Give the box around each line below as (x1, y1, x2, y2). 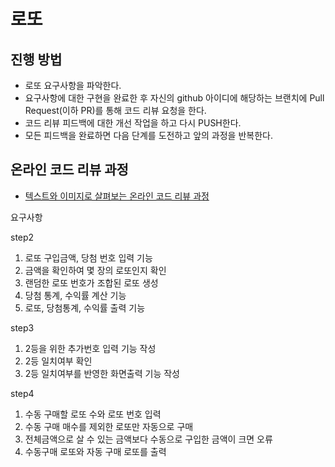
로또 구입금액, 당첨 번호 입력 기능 (24, 251, 153, 264)
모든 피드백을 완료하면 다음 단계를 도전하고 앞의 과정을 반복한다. (24, 130, 273, 141)
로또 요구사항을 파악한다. (24, 80, 122, 91)
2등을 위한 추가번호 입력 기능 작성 (24, 342, 157, 354)
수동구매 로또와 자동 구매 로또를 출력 (24, 445, 167, 457)
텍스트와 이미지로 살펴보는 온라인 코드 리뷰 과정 (24, 190, 210, 202)
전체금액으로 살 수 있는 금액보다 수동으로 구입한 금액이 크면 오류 (24, 433, 273, 445)
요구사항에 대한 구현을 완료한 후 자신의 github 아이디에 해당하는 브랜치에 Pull (24, 92, 325, 104)
